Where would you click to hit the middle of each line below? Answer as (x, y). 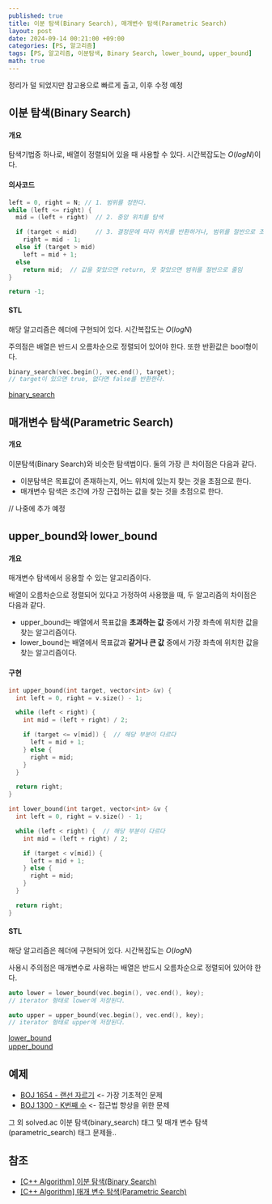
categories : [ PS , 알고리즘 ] (52, 46)
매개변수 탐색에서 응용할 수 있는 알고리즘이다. (80, 578)
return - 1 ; (27, 292)
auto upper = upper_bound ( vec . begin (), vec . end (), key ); (106, 1015)
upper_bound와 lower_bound (83, 536)
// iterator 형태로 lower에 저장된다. (67, 1000)
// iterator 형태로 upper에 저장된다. (67, 1023)
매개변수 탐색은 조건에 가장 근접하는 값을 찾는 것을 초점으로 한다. (121, 491)
